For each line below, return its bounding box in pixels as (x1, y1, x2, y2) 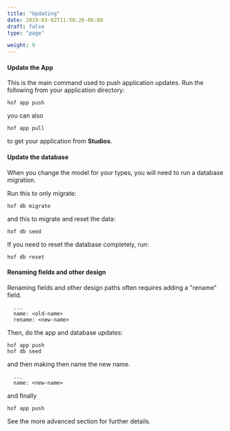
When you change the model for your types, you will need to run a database (7, 168, 224, 176)
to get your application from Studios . (7, 137, 113, 145)
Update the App (7, 63, 54, 71)
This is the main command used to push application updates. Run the (7, 79, 204, 87)
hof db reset (7, 253, 45, 260)
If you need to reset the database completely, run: (7, 240, 150, 248)
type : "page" (7, 29, 45, 37)
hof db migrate (7, 202, 51, 210)
